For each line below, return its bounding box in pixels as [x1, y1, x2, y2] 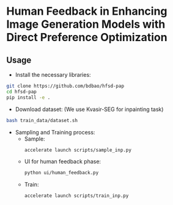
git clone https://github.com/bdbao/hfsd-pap [6, 83, 124, 89]
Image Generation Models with [6, 17, 166, 31]
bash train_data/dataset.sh [6, 117, 78, 123]
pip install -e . [6, 94, 51, 101]
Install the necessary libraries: [15, 71, 91, 78]
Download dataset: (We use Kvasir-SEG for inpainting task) [15, 106, 164, 113]
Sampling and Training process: [15, 128, 95, 136]
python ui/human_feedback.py [24, 170, 99, 176]
